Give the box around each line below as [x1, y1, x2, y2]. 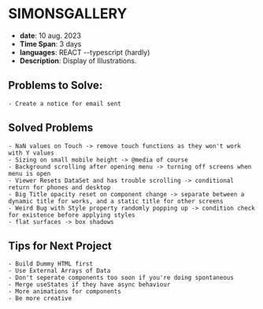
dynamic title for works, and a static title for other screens [8, 197, 224, 205]
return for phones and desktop [8, 183, 111, 192]
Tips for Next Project [8, 239, 112, 252]
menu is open [8, 169, 51, 177]
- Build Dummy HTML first [8, 260, 93, 268]
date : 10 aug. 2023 [19, 31, 81, 40]
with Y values [8, 149, 55, 157]
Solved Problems [8, 121, 94, 135]
